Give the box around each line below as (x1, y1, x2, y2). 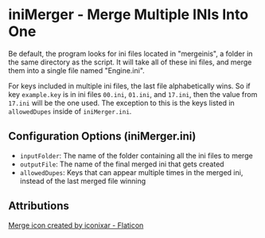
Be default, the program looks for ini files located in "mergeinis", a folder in (8, 49, 253, 58)
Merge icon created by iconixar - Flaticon (8, 220, 144, 230)
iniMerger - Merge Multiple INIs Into (8, 6, 249, 24)
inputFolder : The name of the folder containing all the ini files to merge (19, 150, 253, 160)
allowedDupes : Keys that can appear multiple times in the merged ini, (19, 167, 244, 177)
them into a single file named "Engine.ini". (8, 65, 145, 75)
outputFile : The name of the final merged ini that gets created (19, 159, 224, 169)
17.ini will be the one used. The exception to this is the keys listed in (8, 98, 235, 107)
